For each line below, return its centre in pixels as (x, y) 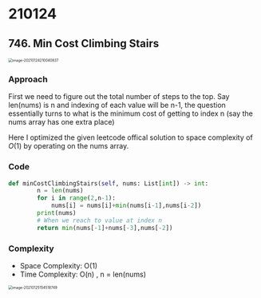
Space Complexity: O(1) (59, 266)
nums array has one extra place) (61, 122)
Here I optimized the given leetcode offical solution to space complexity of (130, 137)
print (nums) (57, 213)
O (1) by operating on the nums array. (69, 146)
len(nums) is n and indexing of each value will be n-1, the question (117, 105)
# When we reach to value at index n (99, 221)
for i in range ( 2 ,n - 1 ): (76, 198)
